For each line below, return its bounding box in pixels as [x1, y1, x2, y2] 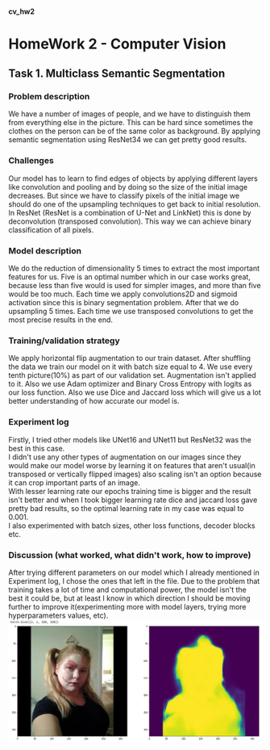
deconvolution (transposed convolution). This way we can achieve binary [8, 216, 251, 226]
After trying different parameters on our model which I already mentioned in [8, 568, 260, 577]
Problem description [8, 91, 90, 103]
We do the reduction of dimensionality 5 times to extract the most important [8, 263, 260, 274]
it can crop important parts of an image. [8, 477, 141, 488]
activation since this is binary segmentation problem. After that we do [8, 298, 239, 308]
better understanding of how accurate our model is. [8, 396, 180, 406]
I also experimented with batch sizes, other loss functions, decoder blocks [8, 521, 255, 530]
